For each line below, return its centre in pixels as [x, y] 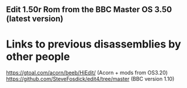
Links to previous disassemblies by [93, 44]
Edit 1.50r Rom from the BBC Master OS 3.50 [89, 10]
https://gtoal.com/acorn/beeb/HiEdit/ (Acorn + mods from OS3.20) [87, 73]
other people [38, 57]
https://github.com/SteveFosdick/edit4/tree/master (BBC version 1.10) [90, 79]
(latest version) [35, 19]
